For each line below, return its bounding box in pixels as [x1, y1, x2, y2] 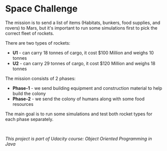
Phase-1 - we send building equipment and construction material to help [12, 85, 162, 91]
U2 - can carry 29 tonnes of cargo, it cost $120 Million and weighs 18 [12, 60, 155, 66]
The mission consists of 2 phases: [5, 75, 76, 81]
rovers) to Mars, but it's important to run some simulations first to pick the [5, 25, 158, 31]
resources [12, 101, 34, 107]
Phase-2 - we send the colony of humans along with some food [12, 96, 145, 102]
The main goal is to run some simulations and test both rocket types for [5, 111, 152, 117]
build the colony [12, 90, 46, 96]
